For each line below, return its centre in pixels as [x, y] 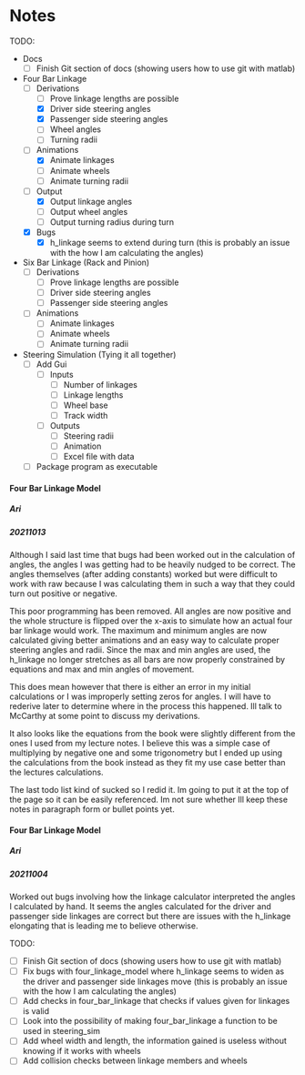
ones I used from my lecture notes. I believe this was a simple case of [140, 744]
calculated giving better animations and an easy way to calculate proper [145, 640]
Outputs [65, 425]
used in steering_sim [61, 1031]
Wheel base [86, 405]
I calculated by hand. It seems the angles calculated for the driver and [140, 907]
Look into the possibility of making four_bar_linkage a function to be [150, 1021]
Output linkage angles [91, 201]
